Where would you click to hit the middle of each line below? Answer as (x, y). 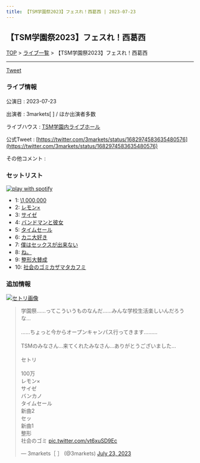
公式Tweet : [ (22, 139)
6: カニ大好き (31, 237)
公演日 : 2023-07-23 (31, 101)
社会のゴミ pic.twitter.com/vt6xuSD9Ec (69, 441)
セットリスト (25, 175)
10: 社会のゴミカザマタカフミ (50, 267)
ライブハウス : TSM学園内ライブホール (53, 127)
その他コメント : (26, 158)
